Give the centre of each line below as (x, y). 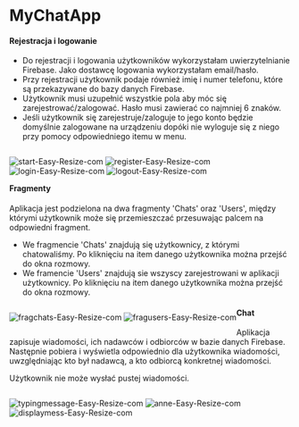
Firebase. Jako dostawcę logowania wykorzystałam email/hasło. (140, 70)
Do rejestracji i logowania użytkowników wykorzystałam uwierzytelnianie (156, 61)
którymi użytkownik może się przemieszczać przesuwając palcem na (137, 218)
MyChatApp (55, 16)
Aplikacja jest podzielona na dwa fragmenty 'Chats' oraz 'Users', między (143, 208)
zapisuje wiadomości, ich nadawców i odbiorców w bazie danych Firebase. (147, 342)
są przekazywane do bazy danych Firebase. (103, 89)
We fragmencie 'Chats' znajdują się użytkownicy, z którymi (131, 245)
